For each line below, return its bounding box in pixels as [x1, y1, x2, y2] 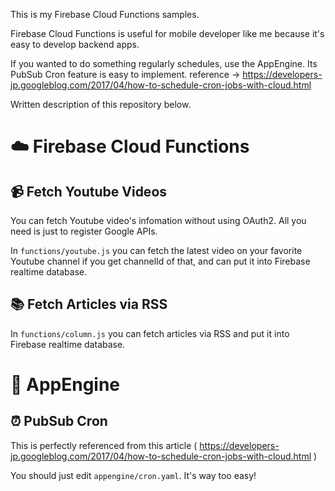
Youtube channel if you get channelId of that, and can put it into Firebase [10, 255, 311, 267]
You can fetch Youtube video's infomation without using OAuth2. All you [10, 215, 307, 226]
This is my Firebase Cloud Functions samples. [10, 9, 200, 20]
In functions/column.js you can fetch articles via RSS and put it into [10, 327, 290, 339]
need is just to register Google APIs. [10, 225, 158, 237]
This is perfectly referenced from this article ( [10, 439, 198, 451]
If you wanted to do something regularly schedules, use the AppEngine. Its [10, 58, 318, 69]
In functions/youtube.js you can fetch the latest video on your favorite [10, 245, 303, 256]
